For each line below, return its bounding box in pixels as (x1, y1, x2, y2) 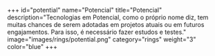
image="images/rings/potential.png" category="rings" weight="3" (7, 35, 196, 44)
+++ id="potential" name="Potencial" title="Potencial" (7, 6, 162, 14)
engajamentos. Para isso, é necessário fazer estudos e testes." (7, 28, 187, 36)
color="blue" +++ (7, 43, 57, 50)
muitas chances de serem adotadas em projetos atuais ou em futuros (7, 21, 205, 28)
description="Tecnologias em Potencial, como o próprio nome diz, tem (7, 13, 209, 21)
